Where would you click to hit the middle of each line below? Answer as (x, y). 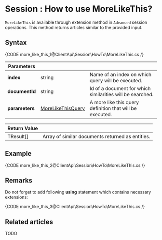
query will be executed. (116, 80)
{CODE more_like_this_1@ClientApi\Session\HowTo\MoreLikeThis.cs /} (74, 54)
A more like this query (114, 102)
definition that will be (113, 108)
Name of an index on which (121, 75)
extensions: (16, 197)
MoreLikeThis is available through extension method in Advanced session (76, 22)
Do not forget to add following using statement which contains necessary (78, 192)
